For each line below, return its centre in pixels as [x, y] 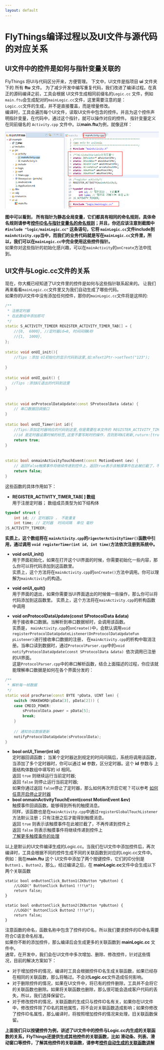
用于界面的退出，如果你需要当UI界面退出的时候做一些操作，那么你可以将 [85, 594]
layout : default [21, 10]
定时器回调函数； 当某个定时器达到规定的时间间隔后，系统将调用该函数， [85, 757]
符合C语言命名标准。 [26, 936]
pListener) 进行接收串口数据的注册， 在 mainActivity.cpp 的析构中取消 [82, 640]
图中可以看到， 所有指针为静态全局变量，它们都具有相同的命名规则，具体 [78, 217]
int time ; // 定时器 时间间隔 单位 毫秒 [54, 523]
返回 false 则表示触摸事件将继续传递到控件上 [57, 830]
